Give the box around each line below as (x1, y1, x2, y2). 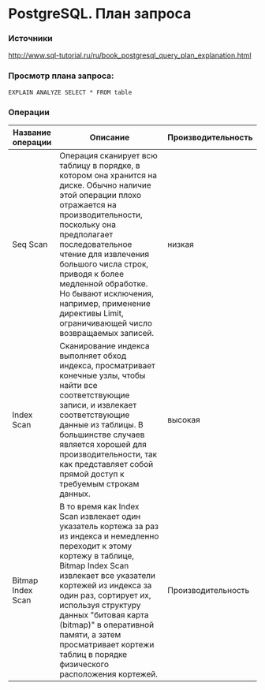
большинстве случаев (59, 429, 145, 440)
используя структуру (59, 600, 141, 611)
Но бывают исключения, (59, 289, 154, 300)
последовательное (59, 239, 132, 250)
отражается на (59, 200, 117, 211)
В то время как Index (59, 502, 140, 513)
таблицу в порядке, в (59, 160, 140, 171)
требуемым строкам (59, 479, 140, 490)
